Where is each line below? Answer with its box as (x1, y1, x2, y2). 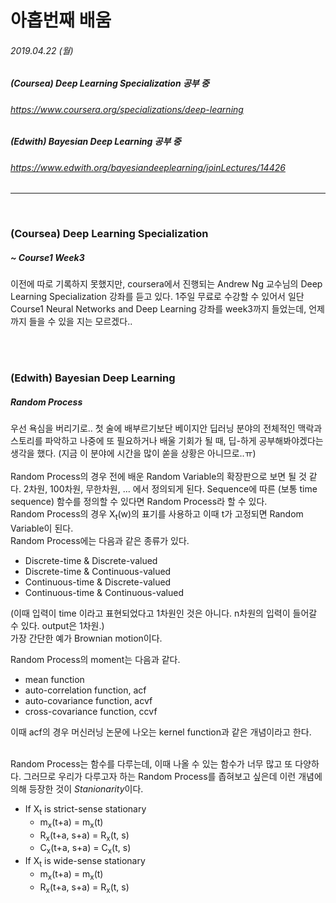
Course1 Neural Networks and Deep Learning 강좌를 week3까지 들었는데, (10, 303, 307, 315)
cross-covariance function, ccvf (24, 705, 158, 717)
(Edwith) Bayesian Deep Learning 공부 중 (10, 136, 182, 148)
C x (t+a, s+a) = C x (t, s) (39, 842, 132, 856)
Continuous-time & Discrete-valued (24, 576, 172, 588)
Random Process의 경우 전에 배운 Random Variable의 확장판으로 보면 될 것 (10, 471, 307, 483)
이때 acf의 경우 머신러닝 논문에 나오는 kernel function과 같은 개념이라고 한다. (10, 726, 312, 738)
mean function (24, 673, 85, 685)
